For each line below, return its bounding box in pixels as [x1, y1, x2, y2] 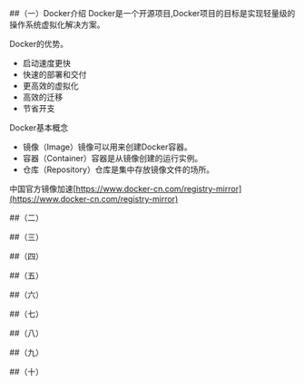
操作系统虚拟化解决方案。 [9, 19, 105, 30]
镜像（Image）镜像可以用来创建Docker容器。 [22, 141, 192, 152]
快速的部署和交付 [22, 69, 87, 80]
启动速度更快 [22, 58, 71, 68]
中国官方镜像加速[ [9, 184, 77, 194]
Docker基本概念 [9, 122, 69, 133]
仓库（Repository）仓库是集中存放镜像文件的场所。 [22, 164, 215, 175]
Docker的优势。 [9, 39, 69, 49]
